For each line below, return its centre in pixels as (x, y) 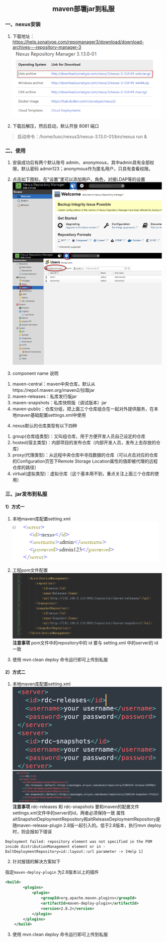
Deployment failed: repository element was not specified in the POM (79, 842)
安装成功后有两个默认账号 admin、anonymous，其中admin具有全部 (81, 162)
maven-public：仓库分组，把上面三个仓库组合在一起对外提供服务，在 (83, 409)
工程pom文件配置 (30, 570)
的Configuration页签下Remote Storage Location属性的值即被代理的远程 (85, 461)
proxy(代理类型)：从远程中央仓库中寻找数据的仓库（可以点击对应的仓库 (85, 455)
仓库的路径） (25, 467)
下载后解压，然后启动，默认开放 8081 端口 (56, 126)
